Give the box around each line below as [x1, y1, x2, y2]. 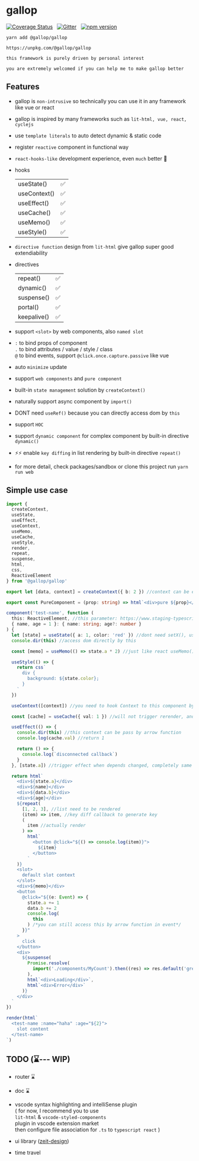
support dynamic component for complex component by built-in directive [14, 432, 190, 439]
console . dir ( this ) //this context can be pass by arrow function [17, 730, 182, 736]
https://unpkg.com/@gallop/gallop [6, 45, 92, 51]
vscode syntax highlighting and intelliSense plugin [14, 1101, 137, 1108]
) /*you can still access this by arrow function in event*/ [27, 922, 182, 928]
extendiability [14, 249, 48, 256]
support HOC [14, 421, 44, 428]
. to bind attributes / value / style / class [14, 345, 113, 352]
